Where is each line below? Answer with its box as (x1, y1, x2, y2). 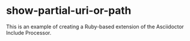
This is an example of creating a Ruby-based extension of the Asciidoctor (6, 23, 184, 30)
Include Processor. (6, 29, 52, 36)
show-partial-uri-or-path (6, 4, 131, 17)
